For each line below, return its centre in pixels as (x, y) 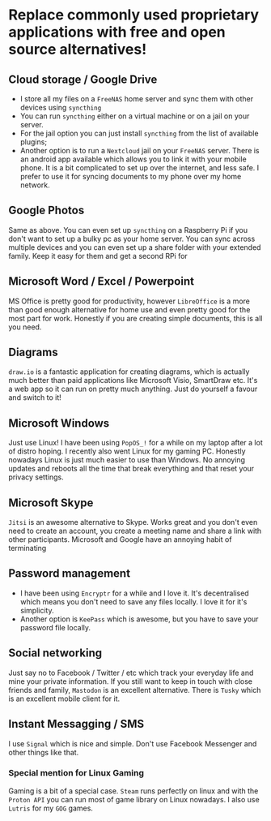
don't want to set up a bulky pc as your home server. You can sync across (132, 239)
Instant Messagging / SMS (76, 724)
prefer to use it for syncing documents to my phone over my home (131, 176)
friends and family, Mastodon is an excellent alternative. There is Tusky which (135, 690)
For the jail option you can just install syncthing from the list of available (139, 133)
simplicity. (37, 610)
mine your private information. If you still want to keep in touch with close (131, 681)
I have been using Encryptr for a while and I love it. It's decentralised (134, 593)
